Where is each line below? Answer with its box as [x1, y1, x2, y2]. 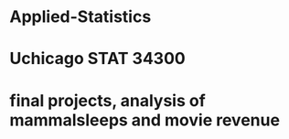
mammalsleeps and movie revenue [9, 110, 281, 130]
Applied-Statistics [9, 6, 152, 27]
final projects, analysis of [9, 90, 206, 111]
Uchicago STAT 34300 [9, 48, 186, 69]
